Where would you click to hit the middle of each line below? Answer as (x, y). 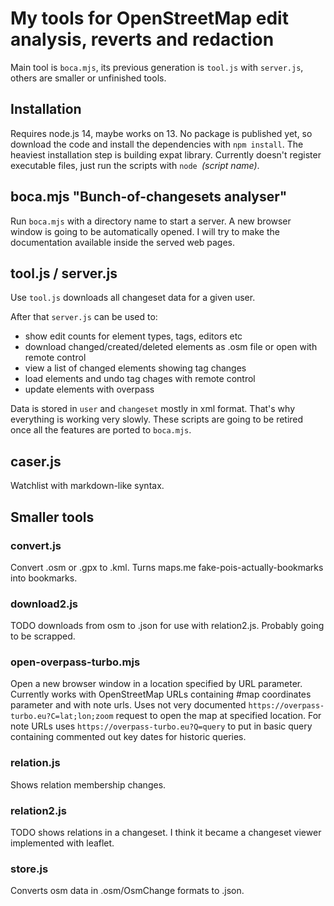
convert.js (36, 545)
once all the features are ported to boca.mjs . (101, 430)
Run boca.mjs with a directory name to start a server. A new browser (151, 221)
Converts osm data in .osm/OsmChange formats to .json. (127, 891)
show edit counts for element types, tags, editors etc (133, 336)
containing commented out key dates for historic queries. (128, 737)
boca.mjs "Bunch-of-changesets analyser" (149, 197)
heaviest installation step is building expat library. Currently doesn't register (166, 154)
